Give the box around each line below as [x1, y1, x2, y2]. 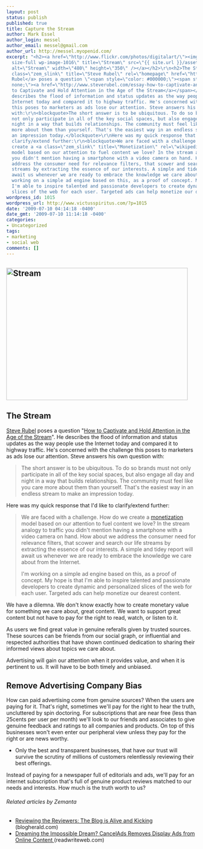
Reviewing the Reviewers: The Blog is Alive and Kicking [14, 817, 153, 824]
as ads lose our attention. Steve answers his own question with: [6, 452, 165, 460]
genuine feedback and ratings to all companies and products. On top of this [6, 722, 195, 729]
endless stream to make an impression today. [21, 490, 134, 497]
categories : [6, 217, 36, 223]
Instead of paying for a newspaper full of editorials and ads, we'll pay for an [6, 772, 195, 779]
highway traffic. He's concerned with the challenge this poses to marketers [6, 446, 193, 454]
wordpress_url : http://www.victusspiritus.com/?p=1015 [6, 200, 147, 206]
